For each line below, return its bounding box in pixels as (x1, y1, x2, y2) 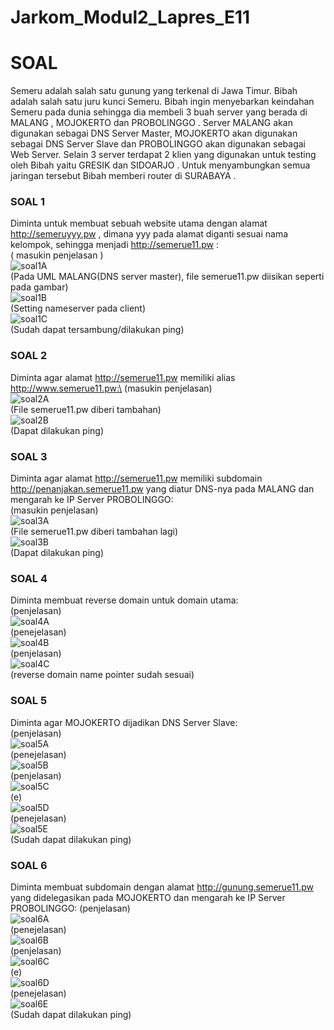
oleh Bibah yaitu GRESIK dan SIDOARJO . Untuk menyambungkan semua (10, 159, 311, 171)
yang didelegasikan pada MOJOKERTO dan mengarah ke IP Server (10, 891, 286, 903)
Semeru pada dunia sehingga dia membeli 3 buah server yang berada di (10, 106, 308, 118)
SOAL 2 (10, 349, 48, 363)
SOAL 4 (10, 571, 48, 585)
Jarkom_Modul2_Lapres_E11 (10, 6, 251, 29)
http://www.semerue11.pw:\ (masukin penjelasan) (10, 382, 213, 394)
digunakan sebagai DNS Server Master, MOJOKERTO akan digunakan (10, 127, 298, 140)
